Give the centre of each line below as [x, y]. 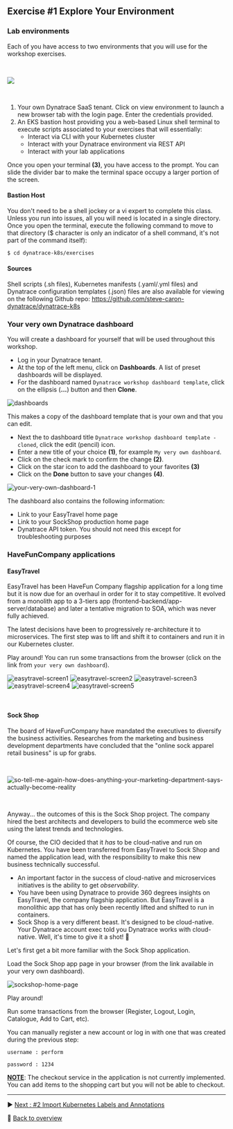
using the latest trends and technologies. [66, 829]
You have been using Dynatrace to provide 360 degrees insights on [113, 892]
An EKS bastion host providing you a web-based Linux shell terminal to [119, 121]
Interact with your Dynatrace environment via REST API [106, 144]
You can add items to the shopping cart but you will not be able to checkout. [116, 1085]
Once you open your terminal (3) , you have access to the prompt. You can [113, 164]
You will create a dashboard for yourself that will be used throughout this [111, 339]
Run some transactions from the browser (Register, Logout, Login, [101, 1011]
